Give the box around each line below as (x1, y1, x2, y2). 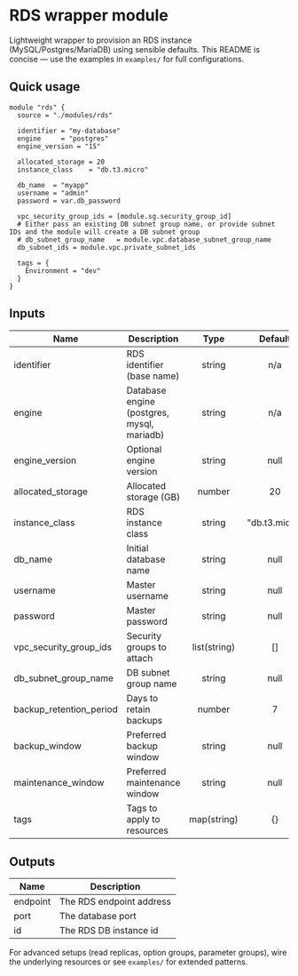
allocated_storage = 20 (17, 157, 105, 166)
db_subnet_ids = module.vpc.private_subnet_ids (17, 243, 197, 252)
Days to (126, 692, 159, 704)
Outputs (9, 854, 56, 869)
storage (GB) (126, 491, 180, 503)
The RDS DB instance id (59, 924, 159, 937)
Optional (126, 443, 162, 455)
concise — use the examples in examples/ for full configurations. (9, 53, 245, 64)
